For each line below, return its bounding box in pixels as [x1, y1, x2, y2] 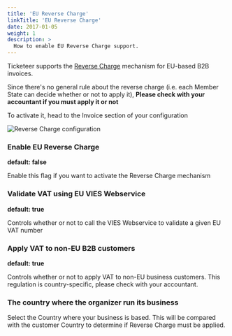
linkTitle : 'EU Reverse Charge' [7, 17, 101, 24]
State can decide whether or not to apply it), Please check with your [7, 90, 205, 98]
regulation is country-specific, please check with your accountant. [7, 280, 198, 288]
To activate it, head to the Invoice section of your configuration [7, 111, 189, 119]
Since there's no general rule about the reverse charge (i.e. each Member [7, 83, 219, 91]
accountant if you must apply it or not [7, 98, 119, 105]
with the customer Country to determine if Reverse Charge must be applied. [7, 321, 226, 329]
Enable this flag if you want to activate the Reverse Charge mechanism [7, 172, 211, 180]
